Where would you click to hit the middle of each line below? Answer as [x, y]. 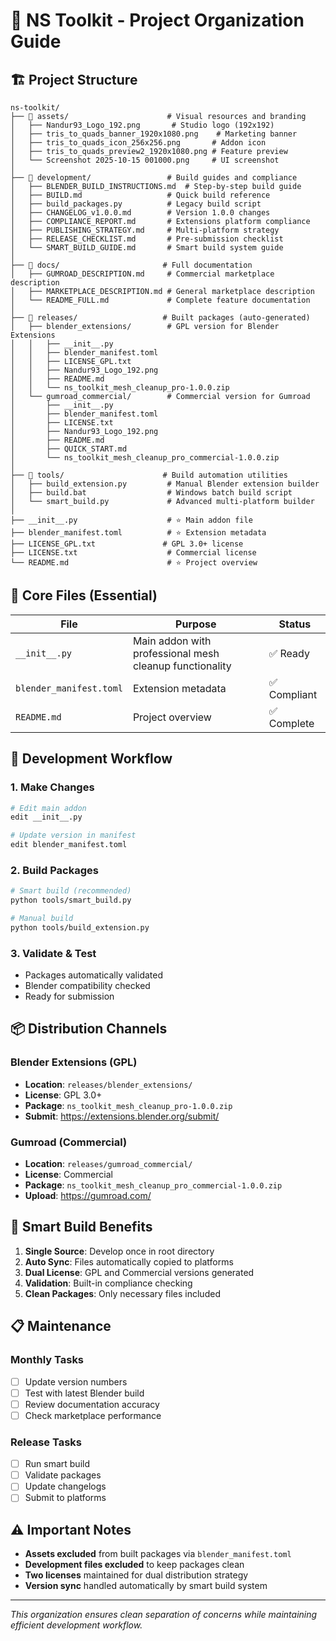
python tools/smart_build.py [71, 900]
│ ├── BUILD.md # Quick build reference [140, 195]
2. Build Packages [54, 870]
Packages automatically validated [93, 975]
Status [295, 624]
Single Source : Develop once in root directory [119, 1251]
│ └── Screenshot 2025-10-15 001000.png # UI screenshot [145, 160]
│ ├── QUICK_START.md [69, 449]
